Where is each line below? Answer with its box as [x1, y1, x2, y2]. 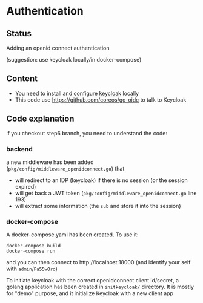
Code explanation [6, 114, 75, 124]
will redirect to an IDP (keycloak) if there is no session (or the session [15, 177, 188, 184]
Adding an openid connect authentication [6, 44, 110, 51]
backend [6, 145, 33, 153]
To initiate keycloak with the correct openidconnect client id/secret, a [6, 277, 179, 284]
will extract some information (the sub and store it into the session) [15, 202, 181, 209]
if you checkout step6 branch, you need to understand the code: [6, 129, 168, 137]
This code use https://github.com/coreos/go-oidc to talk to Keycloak [15, 96, 187, 103]
